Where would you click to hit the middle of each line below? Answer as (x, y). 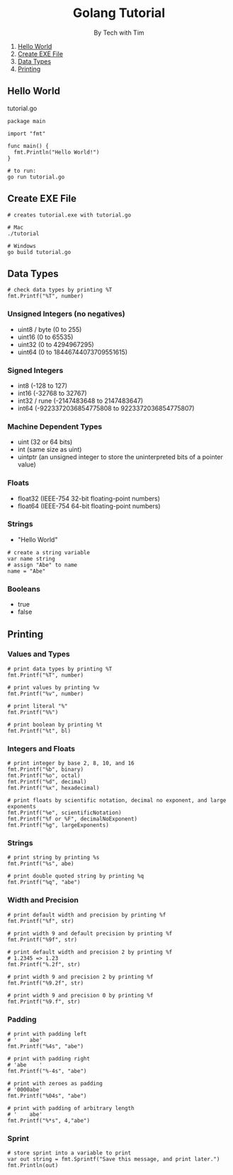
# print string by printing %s (53, 858)
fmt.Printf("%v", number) (45, 694)
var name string (31, 558)
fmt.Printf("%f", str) (41, 921)
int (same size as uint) (50, 449)
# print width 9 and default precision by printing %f (90, 933)
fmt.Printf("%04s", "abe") (47, 1096)
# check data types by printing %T (60, 290)
